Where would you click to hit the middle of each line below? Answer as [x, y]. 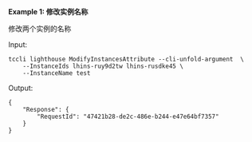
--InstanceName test [57, 73]
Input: [18, 45]
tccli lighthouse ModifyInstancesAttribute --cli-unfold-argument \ [126, 59]
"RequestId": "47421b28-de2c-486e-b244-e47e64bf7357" [128, 116]
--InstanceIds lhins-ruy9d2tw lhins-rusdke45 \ [103, 66]
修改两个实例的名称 [40, 29]
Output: [21, 88]
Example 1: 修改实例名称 [48, 12]
